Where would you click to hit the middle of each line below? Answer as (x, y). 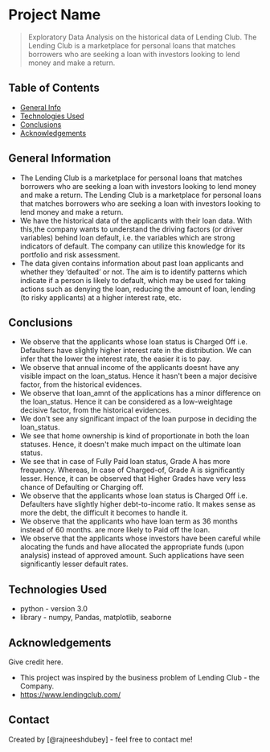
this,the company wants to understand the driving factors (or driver (131, 229)
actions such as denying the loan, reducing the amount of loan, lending (137, 289)
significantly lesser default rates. (74, 564)
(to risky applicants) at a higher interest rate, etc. (101, 297)
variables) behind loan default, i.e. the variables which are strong (127, 237)
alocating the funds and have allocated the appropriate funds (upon (132, 547)
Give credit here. (36, 662)
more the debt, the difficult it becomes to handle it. (104, 513)
